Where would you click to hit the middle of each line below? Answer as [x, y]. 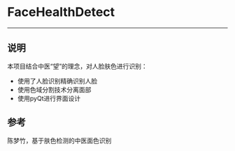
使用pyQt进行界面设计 [49, 98]
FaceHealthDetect [61, 12]
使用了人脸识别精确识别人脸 [57, 81]
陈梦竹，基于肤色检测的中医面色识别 [59, 141]
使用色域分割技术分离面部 [54, 89]
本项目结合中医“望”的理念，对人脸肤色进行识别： [78, 66]
